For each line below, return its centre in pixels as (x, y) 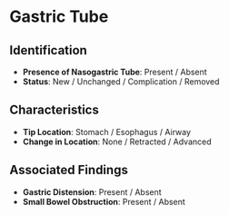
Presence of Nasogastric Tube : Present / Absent (114, 72)
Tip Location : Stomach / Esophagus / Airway (107, 132)
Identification (49, 50)
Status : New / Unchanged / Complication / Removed (121, 82)
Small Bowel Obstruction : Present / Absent (104, 201)
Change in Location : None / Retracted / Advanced (117, 142)
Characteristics (55, 110)
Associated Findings (69, 170)
